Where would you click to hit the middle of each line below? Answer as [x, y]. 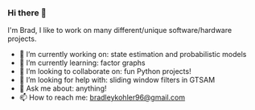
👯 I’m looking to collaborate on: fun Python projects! [105, 71]
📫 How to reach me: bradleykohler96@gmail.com [102, 98]
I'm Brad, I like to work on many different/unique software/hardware [120, 31]
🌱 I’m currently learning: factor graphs [82, 63]
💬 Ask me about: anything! [63, 88]
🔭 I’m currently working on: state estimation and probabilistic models [133, 55]
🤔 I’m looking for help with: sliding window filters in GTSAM [117, 80]
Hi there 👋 [27, 13]
